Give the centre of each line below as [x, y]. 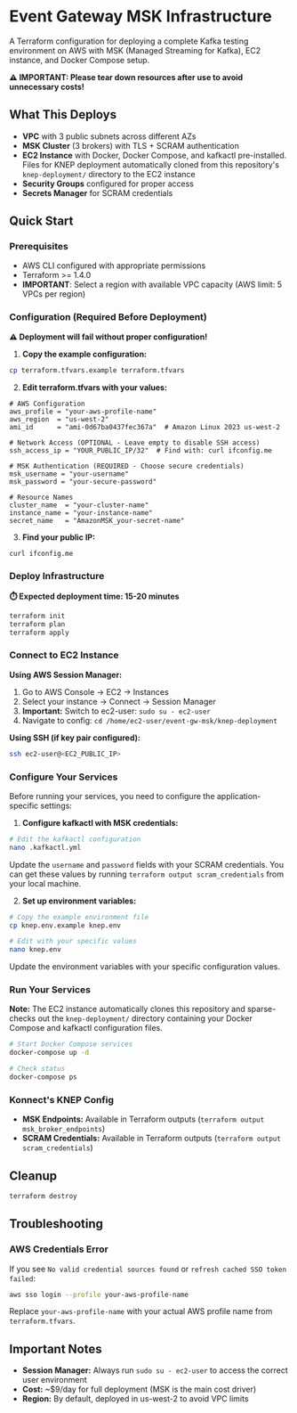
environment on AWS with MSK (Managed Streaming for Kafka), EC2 [135, 50]
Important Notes [56, 1348]
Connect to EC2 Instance [64, 655]
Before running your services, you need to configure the [112, 796]
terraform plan [37, 624]
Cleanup [33, 1176]
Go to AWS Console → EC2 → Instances [95, 691]
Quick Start [41, 221]
